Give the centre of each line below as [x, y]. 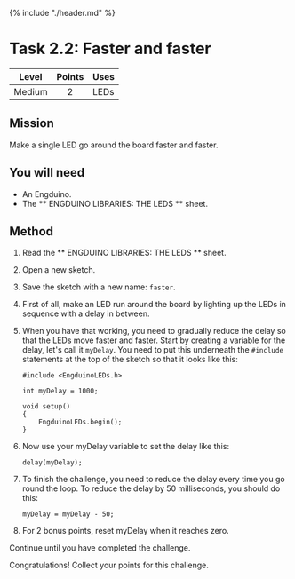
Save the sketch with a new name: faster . [99, 287]
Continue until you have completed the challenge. [100, 548]
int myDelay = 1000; [60, 391]
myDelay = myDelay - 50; [68, 514]
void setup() [46, 407]
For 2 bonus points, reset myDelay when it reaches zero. [125, 531]
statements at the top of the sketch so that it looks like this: [130, 360]
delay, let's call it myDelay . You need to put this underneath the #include [153, 350]
